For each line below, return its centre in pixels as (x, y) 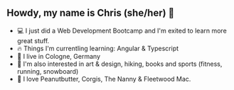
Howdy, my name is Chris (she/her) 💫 (91, 13)
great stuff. (33, 40)
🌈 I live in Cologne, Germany (59, 56)
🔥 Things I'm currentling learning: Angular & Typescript (98, 48)
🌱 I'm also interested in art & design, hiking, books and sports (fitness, (119, 64)
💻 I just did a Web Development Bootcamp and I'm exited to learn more (122, 30)
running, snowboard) (48, 71)
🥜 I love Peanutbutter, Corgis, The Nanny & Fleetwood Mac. (104, 79)
